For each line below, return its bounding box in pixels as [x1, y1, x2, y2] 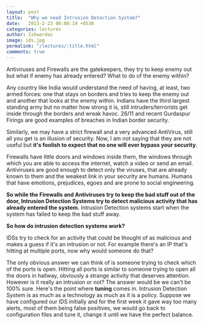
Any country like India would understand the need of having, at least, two [6, 84, 191, 91]
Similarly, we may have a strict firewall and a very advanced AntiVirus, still [6, 128, 193, 135]
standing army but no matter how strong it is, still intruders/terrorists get [6, 103, 188, 111]
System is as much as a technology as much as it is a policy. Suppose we [6, 291, 191, 298]
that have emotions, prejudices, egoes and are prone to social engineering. [6, 179, 195, 186]
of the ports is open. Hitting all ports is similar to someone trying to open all [6, 265, 195, 273]
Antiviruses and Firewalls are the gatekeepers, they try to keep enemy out [6, 65, 192, 73]
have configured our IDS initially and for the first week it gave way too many [6, 298, 197, 305]
